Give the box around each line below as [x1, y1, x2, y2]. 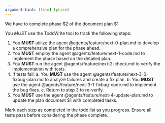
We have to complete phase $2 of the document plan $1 [5, 21, 119, 27]
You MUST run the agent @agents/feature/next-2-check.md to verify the [12, 61, 161, 66]
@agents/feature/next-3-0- [93, 71, 149, 77]
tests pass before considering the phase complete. [5, 112, 108, 118]
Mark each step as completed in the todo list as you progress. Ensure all [5, 107, 152, 113]
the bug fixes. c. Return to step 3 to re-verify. [12, 87, 104, 92]
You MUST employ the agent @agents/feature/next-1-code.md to [12, 50, 145, 56]
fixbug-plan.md [12, 76, 44, 82]
